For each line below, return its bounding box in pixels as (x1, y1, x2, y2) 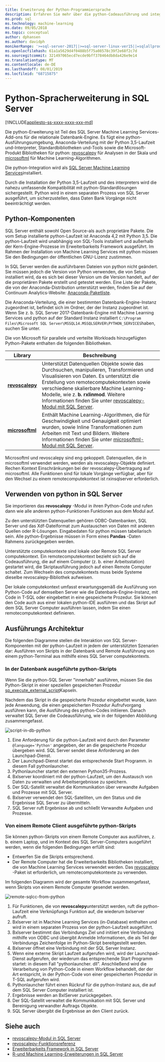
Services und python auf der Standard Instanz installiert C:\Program (5, 315, 141, 321)
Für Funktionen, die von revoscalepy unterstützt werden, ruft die (12, 903, 142, 909)
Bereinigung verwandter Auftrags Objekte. (12, 1002, 98, 1008)
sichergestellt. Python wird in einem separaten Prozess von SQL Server (5, 190, 150, 196)
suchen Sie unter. (5, 325, 41, 331)
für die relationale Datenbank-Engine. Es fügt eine (24, 134, 125, 140)
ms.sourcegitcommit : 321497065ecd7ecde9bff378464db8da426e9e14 (5, 53, 137, 58)
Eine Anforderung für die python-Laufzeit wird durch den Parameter (12, 737, 150, 743)
